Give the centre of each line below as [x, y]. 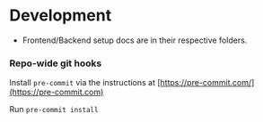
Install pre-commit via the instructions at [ [85, 83]
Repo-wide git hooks [56, 63]
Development [61, 16]
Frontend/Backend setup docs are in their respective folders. [135, 40]
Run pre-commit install [54, 110]
